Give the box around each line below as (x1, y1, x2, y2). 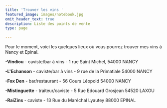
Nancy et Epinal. (5, 49, 39, 55)
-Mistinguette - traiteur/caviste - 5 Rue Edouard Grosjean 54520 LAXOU (5, 88, 155, 94)
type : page (5, 26, 28, 31)
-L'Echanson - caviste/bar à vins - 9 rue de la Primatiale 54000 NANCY (5, 68, 153, 75)
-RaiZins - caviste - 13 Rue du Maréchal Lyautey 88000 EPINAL (5, 98, 136, 104)
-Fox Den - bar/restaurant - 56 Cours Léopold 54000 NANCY (5, 78, 131, 84)
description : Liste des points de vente (5, 21, 91, 26)
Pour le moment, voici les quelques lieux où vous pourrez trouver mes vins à (5, 44, 162, 50)
